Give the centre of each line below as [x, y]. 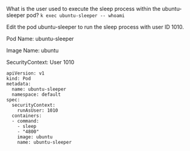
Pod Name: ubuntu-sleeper [40, 39]
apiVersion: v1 [25, 73]
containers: [27, 116]
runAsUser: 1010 [38, 110]
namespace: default [36, 95]
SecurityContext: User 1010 [40, 62]
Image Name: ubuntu [32, 50]
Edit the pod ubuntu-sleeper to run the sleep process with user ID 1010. [95, 27]
